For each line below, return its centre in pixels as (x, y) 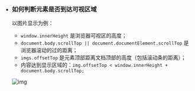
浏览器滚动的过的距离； (49, 50)
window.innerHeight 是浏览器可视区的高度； (74, 36)
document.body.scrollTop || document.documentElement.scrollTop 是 (105, 43)
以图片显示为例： (32, 23)
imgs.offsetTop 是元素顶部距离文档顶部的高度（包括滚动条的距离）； (103, 58)
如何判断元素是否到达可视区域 (54, 9)
